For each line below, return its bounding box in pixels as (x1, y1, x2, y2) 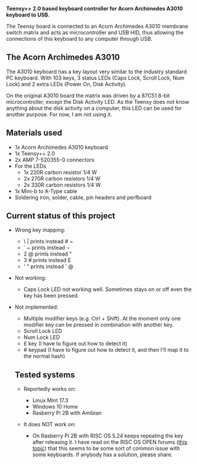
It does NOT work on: (23, 421, 76, 428)
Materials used (6, 128, 63, 138)
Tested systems (14, 370, 75, 380)
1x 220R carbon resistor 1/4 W (23, 168, 98, 176)
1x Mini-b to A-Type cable (14, 187, 77, 194)
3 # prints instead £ (23, 257, 72, 264)
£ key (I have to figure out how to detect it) (23, 340, 128, 347)
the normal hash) (23, 352, 66, 360)
